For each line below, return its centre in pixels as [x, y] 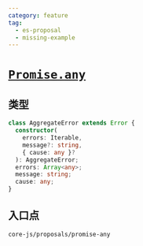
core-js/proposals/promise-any [59, 234]
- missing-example [46, 37]
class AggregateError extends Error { [71, 123]
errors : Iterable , [52, 138]
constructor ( [37, 131]
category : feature [38, 15]
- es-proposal [38, 30]
